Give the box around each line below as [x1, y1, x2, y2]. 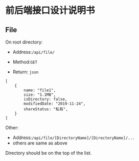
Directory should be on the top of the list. [5, 150, 92, 156]
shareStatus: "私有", [24, 107, 68, 112]
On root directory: [5, 39, 43, 45]
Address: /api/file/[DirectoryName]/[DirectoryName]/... [12, 134, 135, 140]
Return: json [12, 69, 39, 75]
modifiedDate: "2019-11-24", [24, 101, 86, 106]
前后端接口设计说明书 [5, 5, 96, 16]
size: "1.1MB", [24, 92, 56, 97]
